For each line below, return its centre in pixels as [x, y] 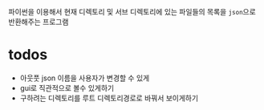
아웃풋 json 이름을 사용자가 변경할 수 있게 [85, 78]
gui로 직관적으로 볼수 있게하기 [67, 88]
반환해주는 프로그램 [39, 22]
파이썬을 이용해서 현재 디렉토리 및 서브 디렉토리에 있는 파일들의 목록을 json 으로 [132, 12]
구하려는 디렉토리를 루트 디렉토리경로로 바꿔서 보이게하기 [109, 98]
